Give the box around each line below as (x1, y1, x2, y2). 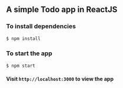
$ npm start (6, 63, 35, 69)
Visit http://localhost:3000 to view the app (6, 76, 114, 83)
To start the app (6, 49, 53, 57)
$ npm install (6, 35, 41, 42)
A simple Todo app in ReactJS (6, 5, 118, 15)
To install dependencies (6, 22, 77, 31)
